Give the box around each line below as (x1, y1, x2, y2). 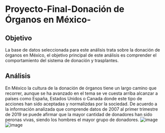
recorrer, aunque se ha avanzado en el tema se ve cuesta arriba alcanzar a (5, 90, 158, 96)
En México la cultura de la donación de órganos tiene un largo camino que (5, 85, 157, 91)
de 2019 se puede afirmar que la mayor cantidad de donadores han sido (5, 111, 153, 117)
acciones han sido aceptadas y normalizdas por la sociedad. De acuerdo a (5, 101, 158, 107)
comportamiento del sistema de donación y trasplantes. (5, 58, 119, 63)
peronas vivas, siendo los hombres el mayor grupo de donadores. (5, 117, 140, 123)
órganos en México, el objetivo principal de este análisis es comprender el (5, 52, 157, 58)
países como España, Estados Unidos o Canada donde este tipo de (5, 95, 142, 101)
